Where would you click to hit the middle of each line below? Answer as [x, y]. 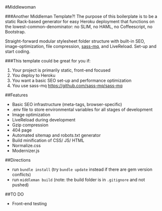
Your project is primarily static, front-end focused [61, 70]
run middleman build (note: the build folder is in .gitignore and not [78, 180]
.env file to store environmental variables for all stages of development [82, 109]
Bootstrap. [15, 32]
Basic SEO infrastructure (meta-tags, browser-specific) [67, 104]
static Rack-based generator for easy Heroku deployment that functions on [80, 22]
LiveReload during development [44, 120]
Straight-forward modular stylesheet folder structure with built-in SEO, [75, 41]
